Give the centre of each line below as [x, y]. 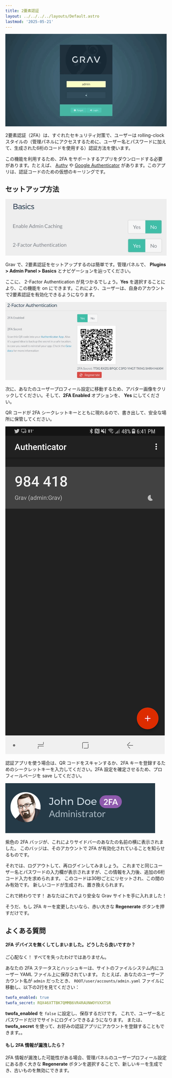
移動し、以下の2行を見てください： [43, 987]
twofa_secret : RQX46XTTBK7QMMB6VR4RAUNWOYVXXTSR [58, 1003]
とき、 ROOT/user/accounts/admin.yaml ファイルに [112, 981]
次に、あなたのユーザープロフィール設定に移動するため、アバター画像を [81, 389]
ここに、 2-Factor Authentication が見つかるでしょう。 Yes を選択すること [83, 282]
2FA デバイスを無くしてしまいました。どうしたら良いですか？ [70, 945]
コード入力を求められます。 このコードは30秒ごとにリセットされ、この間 [83, 878]
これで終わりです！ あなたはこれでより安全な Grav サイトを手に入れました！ [86, 896]
